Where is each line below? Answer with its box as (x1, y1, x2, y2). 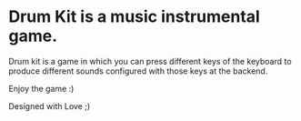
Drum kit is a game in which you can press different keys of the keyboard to (8, 55, 292, 66)
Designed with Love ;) (8, 100, 91, 111)
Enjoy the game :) (8, 83, 75, 94)
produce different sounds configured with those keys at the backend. (8, 66, 268, 76)
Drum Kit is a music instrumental (8, 6, 260, 27)
